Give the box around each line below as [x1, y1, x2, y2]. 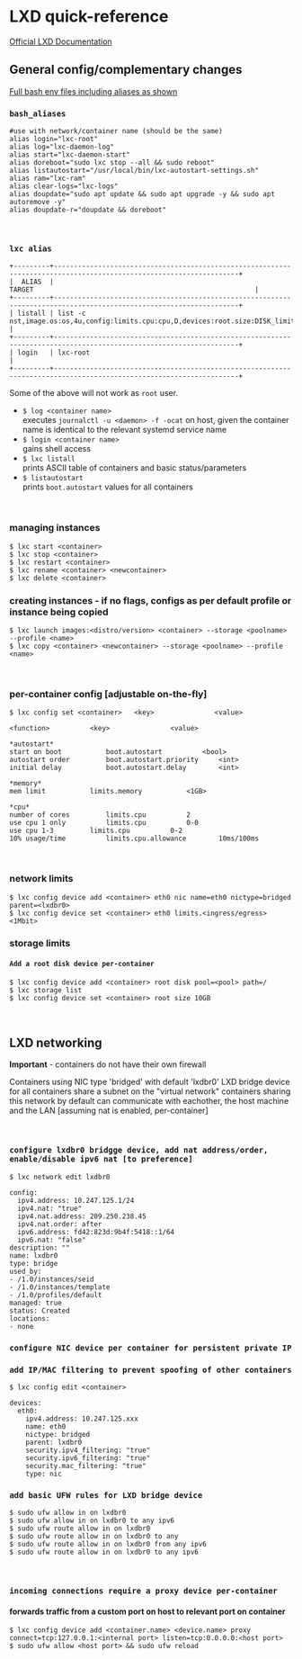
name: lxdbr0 [9, 1251, 58, 1260]
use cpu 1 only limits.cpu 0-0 [9, 819, 200, 828]
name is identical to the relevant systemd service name [22, 425, 227, 435]
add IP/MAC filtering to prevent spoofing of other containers [9, 1365, 292, 1375]
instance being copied [9, 605, 110, 618]
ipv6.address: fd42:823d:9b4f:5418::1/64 [17, 1227, 175, 1236]
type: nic [25, 1469, 63, 1478]
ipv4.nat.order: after [17, 1219, 102, 1229]
